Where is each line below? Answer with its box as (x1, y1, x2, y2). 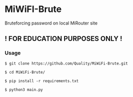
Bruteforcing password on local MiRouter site (4, 20, 98, 26)
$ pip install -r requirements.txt (4, 78, 79, 83)
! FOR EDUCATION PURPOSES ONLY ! (4, 34, 122, 43)
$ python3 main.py (4, 87, 43, 92)
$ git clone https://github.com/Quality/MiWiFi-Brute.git (4, 61, 128, 66)
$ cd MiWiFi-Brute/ (4, 69, 45, 74)
